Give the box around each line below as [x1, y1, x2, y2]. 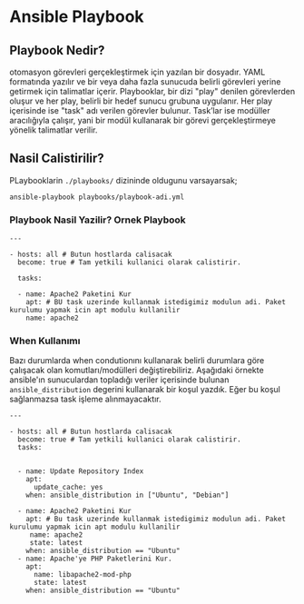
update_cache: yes [33, 483, 103, 492]
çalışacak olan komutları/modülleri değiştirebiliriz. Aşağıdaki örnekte [9, 365, 265, 376]
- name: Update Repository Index [17, 467, 144, 476]
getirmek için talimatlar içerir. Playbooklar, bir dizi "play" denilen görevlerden [9, 86, 296, 96]
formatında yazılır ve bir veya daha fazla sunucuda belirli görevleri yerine [9, 76, 281, 87]
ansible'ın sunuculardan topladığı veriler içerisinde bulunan [9, 374, 230, 385]
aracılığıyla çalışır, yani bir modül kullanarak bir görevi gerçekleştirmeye [9, 115, 277, 125]
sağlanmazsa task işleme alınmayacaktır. [9, 393, 162, 405]
